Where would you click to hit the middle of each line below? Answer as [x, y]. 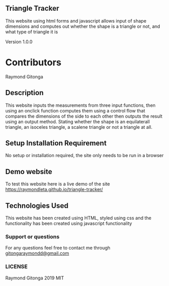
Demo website [29, 171]
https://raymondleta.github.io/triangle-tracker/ [54, 189]
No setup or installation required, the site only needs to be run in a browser [85, 156]
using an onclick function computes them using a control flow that [75, 110]
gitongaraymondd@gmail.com [37, 253]
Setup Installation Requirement [56, 143]
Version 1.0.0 [19, 42]
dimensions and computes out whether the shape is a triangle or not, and [83, 26]
